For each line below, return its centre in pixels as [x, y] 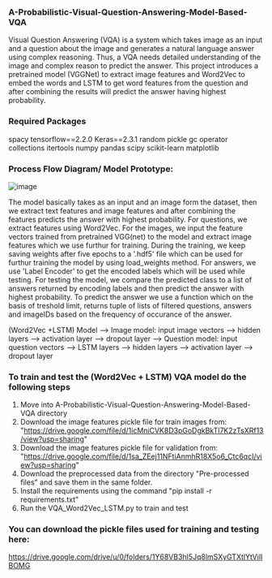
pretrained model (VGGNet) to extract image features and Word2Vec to [127, 75]
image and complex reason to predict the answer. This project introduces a [134, 66]
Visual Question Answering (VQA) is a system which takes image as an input [136, 40]
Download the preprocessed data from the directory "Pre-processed [134, 474]
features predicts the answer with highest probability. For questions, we [128, 219]
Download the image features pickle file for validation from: [119, 448]
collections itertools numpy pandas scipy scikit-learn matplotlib [114, 148]
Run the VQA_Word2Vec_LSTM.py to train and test [104, 508]
